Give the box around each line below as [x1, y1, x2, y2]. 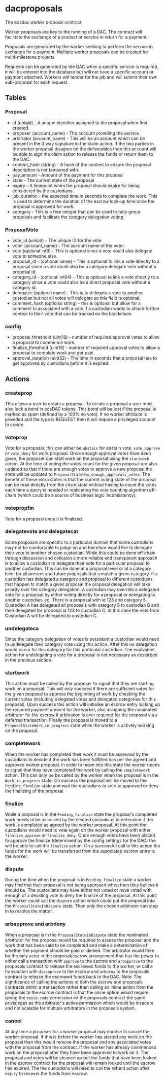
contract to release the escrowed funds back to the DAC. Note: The [5, 974, 142, 979]
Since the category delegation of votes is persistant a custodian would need [5, 636, 160, 642]
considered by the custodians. [12, 188, 74, 194]
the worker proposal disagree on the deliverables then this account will [12, 146, 157, 152]
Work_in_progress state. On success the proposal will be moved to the [5, 777, 147, 783]
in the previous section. [5, 657, 53, 663]
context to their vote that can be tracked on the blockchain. [12, 311, 133, 316]
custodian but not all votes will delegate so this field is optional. [12, 295, 141, 301]
